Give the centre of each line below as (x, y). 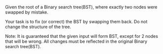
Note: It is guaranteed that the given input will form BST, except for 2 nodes (82, 36)
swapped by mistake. (27, 12)
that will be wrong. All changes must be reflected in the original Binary (76, 41)
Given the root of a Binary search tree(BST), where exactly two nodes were (81, 7)
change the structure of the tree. (38, 27)
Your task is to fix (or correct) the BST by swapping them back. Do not (76, 22)
